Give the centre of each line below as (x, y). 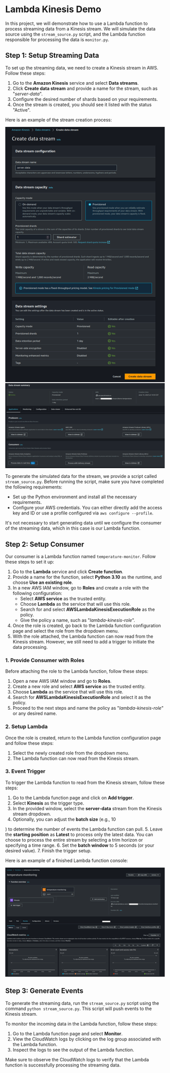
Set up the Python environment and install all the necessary (75, 497)
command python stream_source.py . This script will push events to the (79, 1009)
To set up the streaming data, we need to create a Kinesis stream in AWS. (82, 67)
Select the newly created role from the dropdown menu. (71, 753)
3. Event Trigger (25, 771)
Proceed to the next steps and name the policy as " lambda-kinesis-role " (88, 708)
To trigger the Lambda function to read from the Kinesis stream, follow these (85, 782)
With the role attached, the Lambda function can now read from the (83, 636)
